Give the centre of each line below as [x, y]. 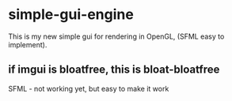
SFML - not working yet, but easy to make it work [89, 88]
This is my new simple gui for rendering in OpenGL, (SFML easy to [116, 36]
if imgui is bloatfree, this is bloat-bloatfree [114, 70]
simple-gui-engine [71, 15]
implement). [28, 44]
